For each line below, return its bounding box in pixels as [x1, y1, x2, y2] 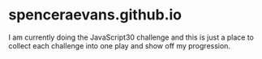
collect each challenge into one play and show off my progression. [8, 40, 231, 50]
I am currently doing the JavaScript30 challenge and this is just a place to [8, 32, 254, 42]
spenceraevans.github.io [8, 6, 183, 24]
